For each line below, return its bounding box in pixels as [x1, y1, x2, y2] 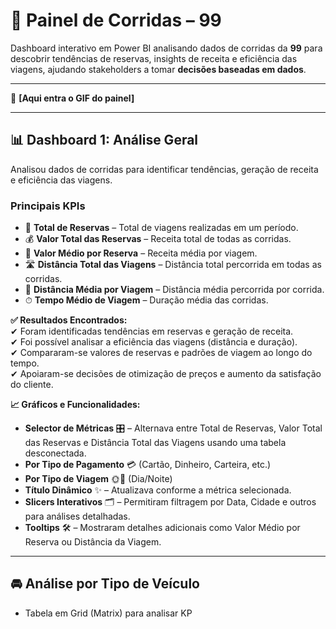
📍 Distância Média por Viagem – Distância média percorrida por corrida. [24, 284, 325, 296]
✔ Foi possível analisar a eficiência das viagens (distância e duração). [10, 336, 298, 348]
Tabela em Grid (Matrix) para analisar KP [24, 607, 193, 619]
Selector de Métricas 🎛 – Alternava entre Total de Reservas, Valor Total [24, 422, 323, 434]
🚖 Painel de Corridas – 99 [10, 9, 222, 32]
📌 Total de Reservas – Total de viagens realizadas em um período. [24, 222, 299, 234]
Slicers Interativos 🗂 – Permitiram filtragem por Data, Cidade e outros [24, 496, 317, 508]
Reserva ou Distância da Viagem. [24, 536, 162, 548]
